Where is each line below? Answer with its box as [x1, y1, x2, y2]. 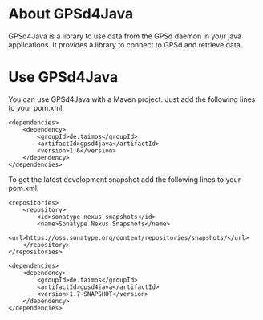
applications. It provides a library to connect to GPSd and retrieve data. [8, 39, 243, 49]
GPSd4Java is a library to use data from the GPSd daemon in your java [8, 31, 242, 41]
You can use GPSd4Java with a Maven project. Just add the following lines [8, 94, 256, 104]
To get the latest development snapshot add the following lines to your [8, 174, 241, 184]
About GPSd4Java [8, 5, 134, 23]
